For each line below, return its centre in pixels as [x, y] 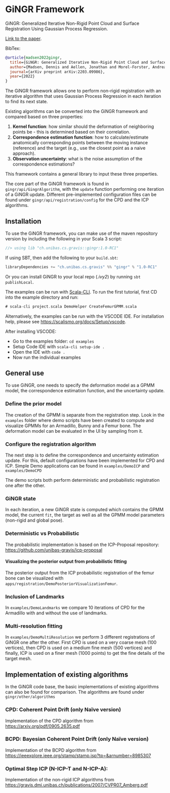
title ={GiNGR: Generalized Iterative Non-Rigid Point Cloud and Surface [88, 62]
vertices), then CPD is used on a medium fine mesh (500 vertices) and [79, 648]
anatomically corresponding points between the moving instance [80, 143]
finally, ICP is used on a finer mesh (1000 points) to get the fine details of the [85, 653]
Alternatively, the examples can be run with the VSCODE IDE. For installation [85, 316]
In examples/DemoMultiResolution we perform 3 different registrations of [80, 637]
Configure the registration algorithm [51, 444]
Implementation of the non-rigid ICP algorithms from [60, 780]
